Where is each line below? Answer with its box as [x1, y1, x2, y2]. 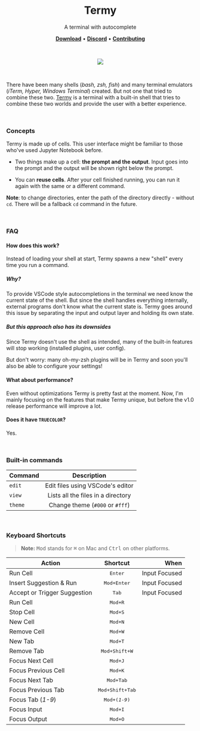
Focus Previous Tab [9, 686, 64, 694]
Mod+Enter [103, 580, 131, 586]
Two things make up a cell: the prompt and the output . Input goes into [14, 158, 189, 165]
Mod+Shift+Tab [97, 687, 136, 693]
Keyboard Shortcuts [6, 531, 66, 539]
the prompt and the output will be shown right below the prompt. [14, 165, 174, 172]
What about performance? [6, 376, 73, 383]
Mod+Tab [106, 677, 128, 683]
